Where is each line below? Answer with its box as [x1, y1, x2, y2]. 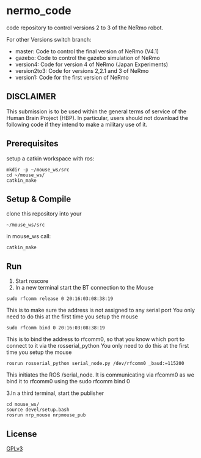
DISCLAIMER [6, 91, 56, 102]
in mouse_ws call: [6, 233, 51, 240]
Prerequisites [6, 138, 59, 149]
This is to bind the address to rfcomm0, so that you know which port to [6, 336, 185, 343]
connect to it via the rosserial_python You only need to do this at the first [6, 342, 189, 350]
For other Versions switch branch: [6, 36, 92, 43]
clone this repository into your [6, 210, 82, 217]
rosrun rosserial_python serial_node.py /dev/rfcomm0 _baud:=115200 [6, 361, 185, 367]
